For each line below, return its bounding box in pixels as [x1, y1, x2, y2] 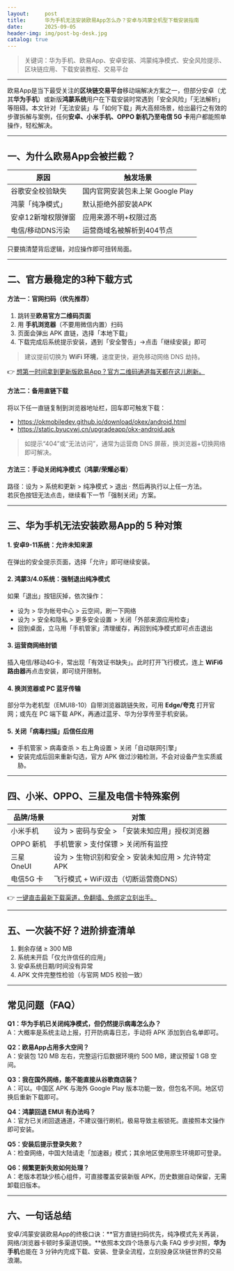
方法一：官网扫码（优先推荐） [7, 294, 93, 302]
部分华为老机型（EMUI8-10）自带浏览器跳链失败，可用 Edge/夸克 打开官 [7, 701, 215, 710]
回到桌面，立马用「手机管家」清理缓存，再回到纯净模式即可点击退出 [17, 624, 213, 632]
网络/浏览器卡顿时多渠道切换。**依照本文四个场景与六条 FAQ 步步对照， [7, 1238, 214, 1247]
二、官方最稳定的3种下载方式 [7, 274, 132, 286]
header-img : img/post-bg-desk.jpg [7, 29, 108, 37]
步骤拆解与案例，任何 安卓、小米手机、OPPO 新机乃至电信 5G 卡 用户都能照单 [7, 112, 226, 121]
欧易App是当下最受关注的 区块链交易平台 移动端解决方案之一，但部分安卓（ [7, 87, 221, 95]
